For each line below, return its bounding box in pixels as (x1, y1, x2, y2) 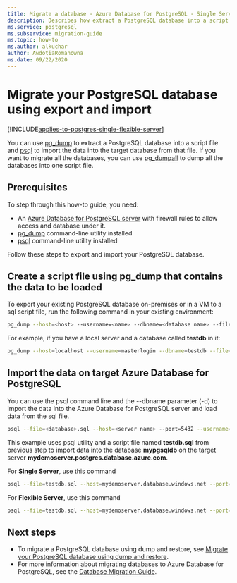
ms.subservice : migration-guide (7, 30, 102, 37)
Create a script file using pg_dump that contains (7, 270, 224, 282)
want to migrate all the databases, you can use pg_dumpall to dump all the (7, 153, 224, 162)
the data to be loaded (7, 281, 102, 293)
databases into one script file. (7, 161, 94, 169)
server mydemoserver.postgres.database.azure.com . (7, 453, 168, 462)
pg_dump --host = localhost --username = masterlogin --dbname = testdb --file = (7, 348, 232, 355)
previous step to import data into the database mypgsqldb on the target (7, 446, 217, 454)
